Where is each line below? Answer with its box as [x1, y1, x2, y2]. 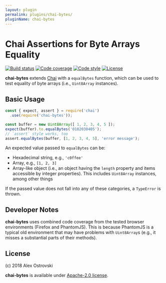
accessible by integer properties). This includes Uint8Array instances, [12, 171, 156, 177]
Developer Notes [5, 205, 59, 214]
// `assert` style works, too [5, 131, 68, 136]
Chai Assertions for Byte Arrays [5, 38, 140, 50]
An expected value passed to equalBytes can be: [5, 145, 105, 151]
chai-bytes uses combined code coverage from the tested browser [5, 219, 144, 225]
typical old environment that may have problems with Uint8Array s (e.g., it [5, 229, 156, 235]
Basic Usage [5, 95, 45, 103]
